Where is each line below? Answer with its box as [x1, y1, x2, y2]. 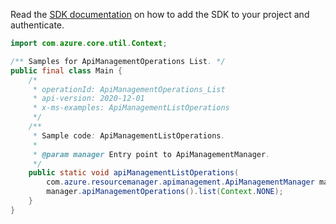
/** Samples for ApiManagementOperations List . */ [10, 56, 226, 66]
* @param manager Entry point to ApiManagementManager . [32, 149, 271, 159]
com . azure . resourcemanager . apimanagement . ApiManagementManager [46, 177, 315, 188]
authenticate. [10, 19, 65, 31]
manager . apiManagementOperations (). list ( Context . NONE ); [46, 187, 284, 197]
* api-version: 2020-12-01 [32, 94, 145, 104]
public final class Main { [10, 65, 123, 76]
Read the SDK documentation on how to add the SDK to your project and [10, 9, 310, 20]
